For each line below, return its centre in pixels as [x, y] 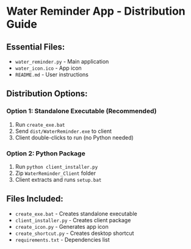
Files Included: [35, 199]
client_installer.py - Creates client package [73, 220]
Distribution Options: [47, 94]
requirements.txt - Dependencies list [62, 239]
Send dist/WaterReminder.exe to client [63, 131]
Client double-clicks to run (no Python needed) [74, 137]
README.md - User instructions [52, 74]
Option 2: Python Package [46, 153]
